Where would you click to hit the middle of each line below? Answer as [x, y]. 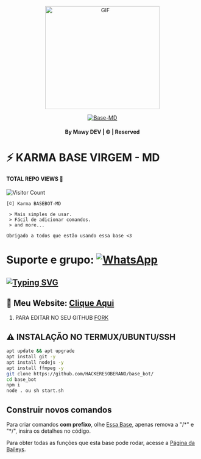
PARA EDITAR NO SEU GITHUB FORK [62, 318]
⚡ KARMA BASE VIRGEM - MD [83, 157]
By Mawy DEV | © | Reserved [102, 132]
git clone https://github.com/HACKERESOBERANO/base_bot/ [80, 374]
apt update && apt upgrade [41, 351]
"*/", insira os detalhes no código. [49, 431]
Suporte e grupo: [50, 260]
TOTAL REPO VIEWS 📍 [35, 179]
